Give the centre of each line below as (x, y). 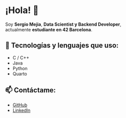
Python (20, 68)
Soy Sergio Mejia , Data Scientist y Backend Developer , (64, 24)
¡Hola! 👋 (22, 10)
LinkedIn (21, 110)
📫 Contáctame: (31, 90)
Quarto (20, 74)
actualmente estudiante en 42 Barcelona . (49, 29)
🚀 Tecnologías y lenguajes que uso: (62, 46)
